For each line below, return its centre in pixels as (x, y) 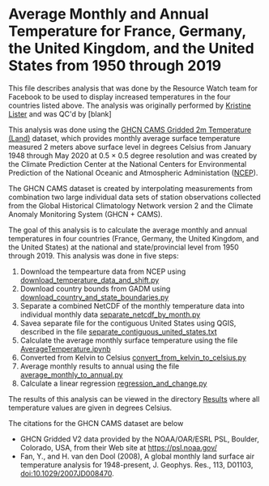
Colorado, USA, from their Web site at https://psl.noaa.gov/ (118, 447)
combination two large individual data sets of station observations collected (134, 197)
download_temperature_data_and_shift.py (90, 279)
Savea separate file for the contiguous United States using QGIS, (128, 323)
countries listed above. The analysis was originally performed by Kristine (130, 105)
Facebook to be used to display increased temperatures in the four (120, 96)
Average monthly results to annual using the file (100, 366)
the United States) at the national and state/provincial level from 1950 (124, 247)
